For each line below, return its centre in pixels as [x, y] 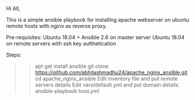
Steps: [14, 55]
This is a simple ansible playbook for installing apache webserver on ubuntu [97, 20]
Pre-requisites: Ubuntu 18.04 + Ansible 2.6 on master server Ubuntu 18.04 [95, 37]
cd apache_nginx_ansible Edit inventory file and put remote [106, 79]
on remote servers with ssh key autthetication [61, 44]
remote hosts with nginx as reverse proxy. [57, 26]
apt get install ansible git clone [72, 66]
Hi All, [13, 8]
